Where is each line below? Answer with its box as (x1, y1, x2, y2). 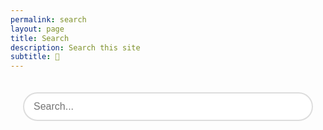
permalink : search (10, 14, 87, 25)
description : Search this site (10, 42, 141, 53)
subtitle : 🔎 (10, 52, 60, 62)
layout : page (10, 24, 65, 34)
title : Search (10, 33, 70, 43)
